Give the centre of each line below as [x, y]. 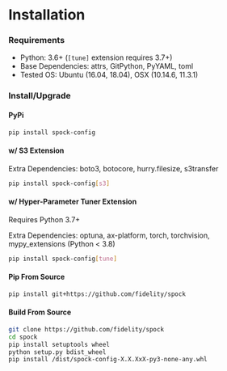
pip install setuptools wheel [59, 344]
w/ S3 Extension [36, 150]
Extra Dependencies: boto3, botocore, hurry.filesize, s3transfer [113, 168]
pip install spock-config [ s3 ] [59, 183]
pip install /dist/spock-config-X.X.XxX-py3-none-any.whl [108, 360]
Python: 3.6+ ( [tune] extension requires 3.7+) [96, 57]
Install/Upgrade [40, 96]
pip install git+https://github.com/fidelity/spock [97, 294]
